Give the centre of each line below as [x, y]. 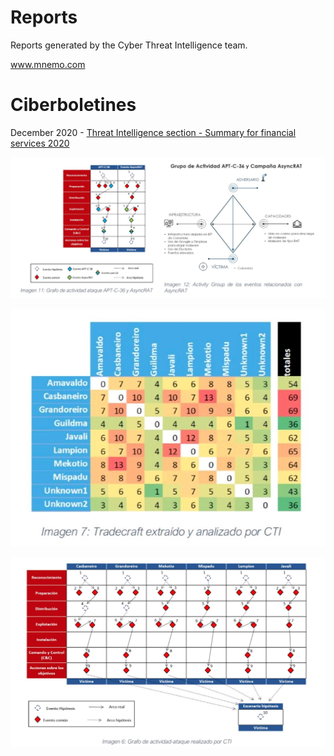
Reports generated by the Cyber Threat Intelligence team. [129, 45]
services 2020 [40, 143]
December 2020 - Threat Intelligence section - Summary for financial [153, 132]
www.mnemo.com [48, 64]
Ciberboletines [73, 105]
